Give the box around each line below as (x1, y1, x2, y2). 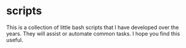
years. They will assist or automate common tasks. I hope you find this (6, 30, 180, 37)
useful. (6, 36, 23, 43)
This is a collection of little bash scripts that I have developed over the (6, 24, 179, 31)
